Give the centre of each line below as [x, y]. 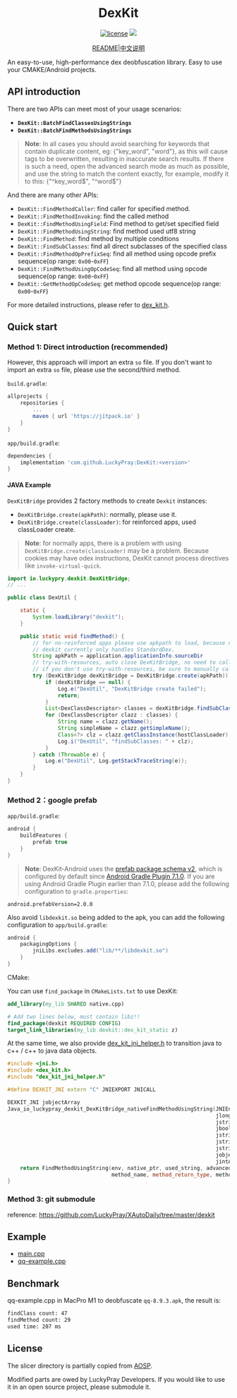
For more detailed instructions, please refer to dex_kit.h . [89, 304]
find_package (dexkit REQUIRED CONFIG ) [64, 1023]
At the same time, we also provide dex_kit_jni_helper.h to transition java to [115, 1044]
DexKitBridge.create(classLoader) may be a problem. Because [117, 550]
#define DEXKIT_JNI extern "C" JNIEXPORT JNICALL [82, 1090]
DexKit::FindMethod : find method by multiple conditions [98, 239]
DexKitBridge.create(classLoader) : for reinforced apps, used [107, 522]
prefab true [50, 842]
